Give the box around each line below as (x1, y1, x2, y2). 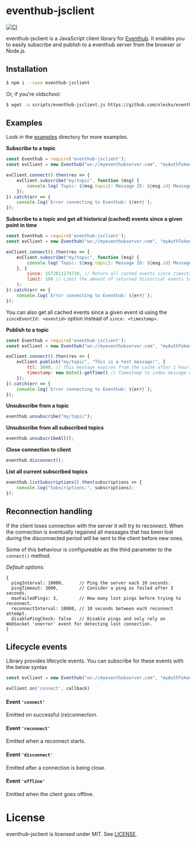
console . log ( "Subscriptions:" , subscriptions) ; (16, 484, 134, 490)
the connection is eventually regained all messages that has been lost (6, 528, 173, 535)
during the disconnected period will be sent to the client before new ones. (6, 534, 184, 541)
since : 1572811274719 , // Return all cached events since (27, 271, 171, 277)
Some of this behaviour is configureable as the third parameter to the (6, 546, 172, 553)
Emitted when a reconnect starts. (6, 738, 86, 745)
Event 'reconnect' (6, 725, 51, 732)
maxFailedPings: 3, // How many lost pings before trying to (11, 595, 181, 601)
